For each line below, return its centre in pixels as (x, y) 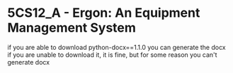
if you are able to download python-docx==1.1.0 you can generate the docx (117, 47)
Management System (72, 28)
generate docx (29, 62)
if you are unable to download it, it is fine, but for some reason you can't (112, 55)
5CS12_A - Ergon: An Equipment (104, 13)
